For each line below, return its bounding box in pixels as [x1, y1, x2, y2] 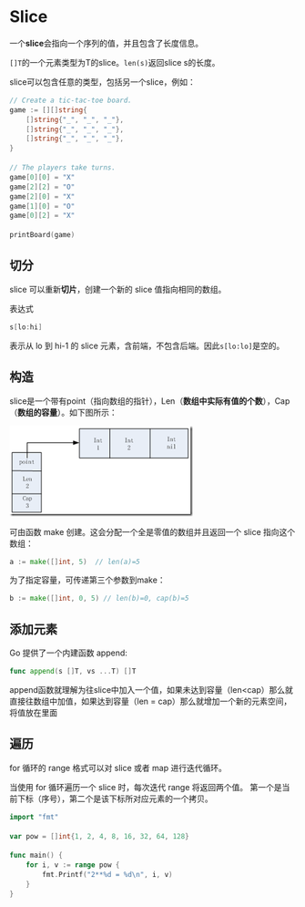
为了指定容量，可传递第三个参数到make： [9, 574, 166, 585]
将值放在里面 [9, 707, 57, 717]
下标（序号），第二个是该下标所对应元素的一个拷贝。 [16, 793, 213, 804]
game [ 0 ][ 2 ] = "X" [9, 211, 76, 221]
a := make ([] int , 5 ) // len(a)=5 [9, 557, 141, 566]
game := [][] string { [9, 105, 88, 115]
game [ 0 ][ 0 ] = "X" [9, 172, 76, 181]
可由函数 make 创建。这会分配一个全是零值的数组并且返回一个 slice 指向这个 [9, 526, 296, 537]
